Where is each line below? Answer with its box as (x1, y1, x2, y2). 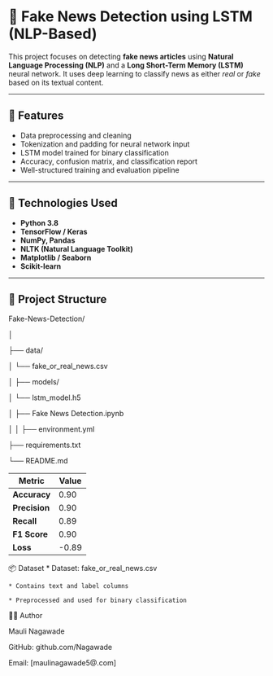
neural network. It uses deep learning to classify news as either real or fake (8, 68, 262, 78)
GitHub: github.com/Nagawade (8, 643, 112, 652)
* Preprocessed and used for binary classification (8, 596, 187, 605)
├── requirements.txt (8, 440, 81, 450)
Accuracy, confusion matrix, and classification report (19, 156, 197, 166)
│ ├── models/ (8, 377, 59, 387)
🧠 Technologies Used (8, 196, 118, 210)
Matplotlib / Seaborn (19, 252, 92, 262)
